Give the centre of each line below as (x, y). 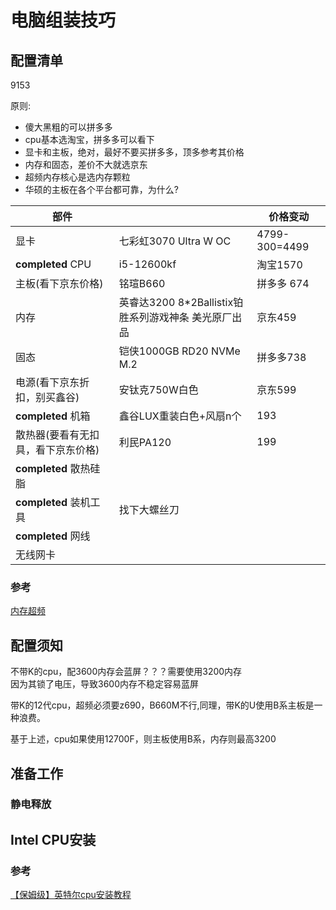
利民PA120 (145, 442)
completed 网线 (53, 536)
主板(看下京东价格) (59, 283)
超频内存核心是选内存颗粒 (77, 177)
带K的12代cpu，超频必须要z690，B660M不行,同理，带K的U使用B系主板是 (162, 705)
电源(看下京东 (47, 382)
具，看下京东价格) (57, 449)
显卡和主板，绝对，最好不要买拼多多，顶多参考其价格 (134, 152)
